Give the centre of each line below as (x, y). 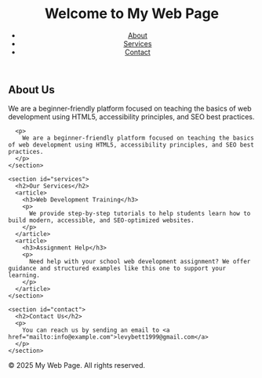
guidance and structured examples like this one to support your (117, 269)
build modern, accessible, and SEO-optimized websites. (101, 220)
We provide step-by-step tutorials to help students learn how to (140, 214)
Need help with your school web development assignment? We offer (140, 262)
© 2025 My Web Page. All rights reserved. (77, 365)
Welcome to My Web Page (132, 14)
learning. (24, 275)
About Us (31, 90)
